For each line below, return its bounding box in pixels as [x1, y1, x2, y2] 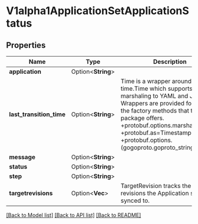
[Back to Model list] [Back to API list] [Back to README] [6, 212, 141, 219]
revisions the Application [120, 189, 189, 197]
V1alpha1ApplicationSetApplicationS [6, 4, 190, 18]
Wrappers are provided [120, 99, 184, 107]
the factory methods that [120, 107, 190, 114]
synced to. [120, 196, 150, 205]
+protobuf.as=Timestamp [120, 129, 192, 137]
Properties [6, 40, 46, 50]
